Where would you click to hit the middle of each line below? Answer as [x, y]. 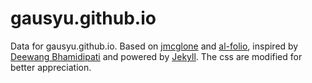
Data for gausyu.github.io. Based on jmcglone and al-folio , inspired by [154, 46]
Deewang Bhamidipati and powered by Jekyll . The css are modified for [156, 56]
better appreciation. [51, 67]
